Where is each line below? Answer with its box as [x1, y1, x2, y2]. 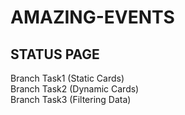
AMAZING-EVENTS [10, 6, 175, 29]
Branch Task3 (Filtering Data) [10, 94, 132, 105]
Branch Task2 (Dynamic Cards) [10, 83, 140, 95]
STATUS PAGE [10, 46, 100, 63]
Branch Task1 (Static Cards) [10, 72, 125, 84]
